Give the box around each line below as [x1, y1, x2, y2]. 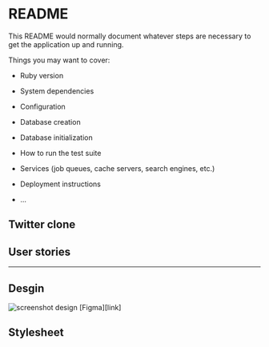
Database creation [19, 117, 82, 126]
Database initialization [19, 133, 94, 142]
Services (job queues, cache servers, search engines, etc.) [19, 163, 215, 173]
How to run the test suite [19, 148, 102, 158]
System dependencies [19, 86, 94, 96]
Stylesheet [8, 325, 64, 340]
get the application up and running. [8, 39, 124, 49]
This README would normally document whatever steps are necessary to [8, 31, 251, 41]
